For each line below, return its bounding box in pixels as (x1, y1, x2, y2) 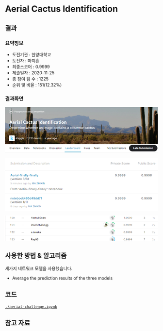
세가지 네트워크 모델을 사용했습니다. (5, 265, 73, 271)
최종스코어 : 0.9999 (12, 64, 50, 69)
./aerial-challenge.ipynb (5, 304, 57, 309)
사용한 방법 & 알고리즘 (5, 251, 67, 260)
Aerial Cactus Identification (5, 3, 118, 15)
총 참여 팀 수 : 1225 (12, 76, 49, 82)
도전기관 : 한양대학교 (12, 51, 51, 57)
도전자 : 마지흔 (12, 57, 40, 64)
